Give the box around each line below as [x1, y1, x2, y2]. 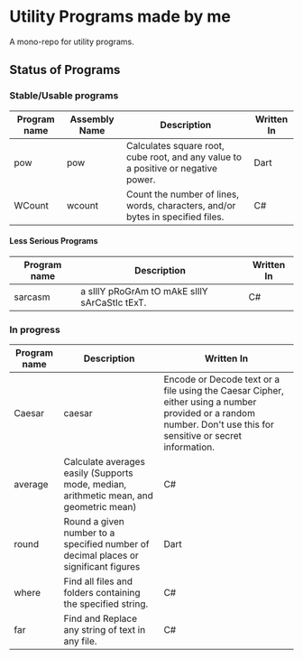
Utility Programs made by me [9, 6, 232, 27]
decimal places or [63, 549, 140, 562]
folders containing [63, 587, 142, 599]
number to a [63, 526, 115, 539]
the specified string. [63, 598, 149, 610]
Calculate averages [63, 456, 146, 469]
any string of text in [63, 624, 146, 636]
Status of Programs [9, 62, 121, 78]
